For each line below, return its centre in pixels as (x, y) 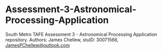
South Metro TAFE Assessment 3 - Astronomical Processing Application (81, 34)
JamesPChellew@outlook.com (38, 45)
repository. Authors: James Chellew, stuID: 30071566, (62, 40)
